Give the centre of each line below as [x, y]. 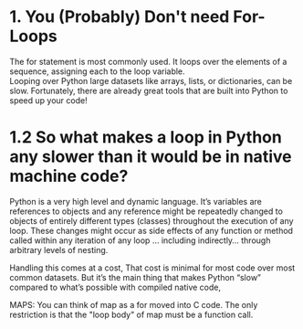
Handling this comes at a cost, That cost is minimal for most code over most [152, 268]
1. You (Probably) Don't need [120, 17]
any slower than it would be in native [151, 157]
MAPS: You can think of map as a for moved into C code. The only [134, 304]
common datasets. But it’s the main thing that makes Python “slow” [136, 277]
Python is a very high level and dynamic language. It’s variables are [136, 201]
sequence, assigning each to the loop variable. [97, 71]
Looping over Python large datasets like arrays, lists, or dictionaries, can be [151, 80]
